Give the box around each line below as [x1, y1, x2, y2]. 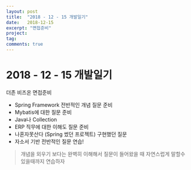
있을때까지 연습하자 [20, 158, 65, 165]
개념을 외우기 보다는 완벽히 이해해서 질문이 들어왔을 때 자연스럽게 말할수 [20, 150, 186, 157]
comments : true [6, 42, 43, 47]
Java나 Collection [14, 115, 58, 123]
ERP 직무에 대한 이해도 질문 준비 [14, 123, 89, 130]
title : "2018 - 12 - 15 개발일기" [6, 14, 88, 20]
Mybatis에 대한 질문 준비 [14, 108, 72, 115]
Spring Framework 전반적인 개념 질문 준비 [14, 101, 113, 108]
